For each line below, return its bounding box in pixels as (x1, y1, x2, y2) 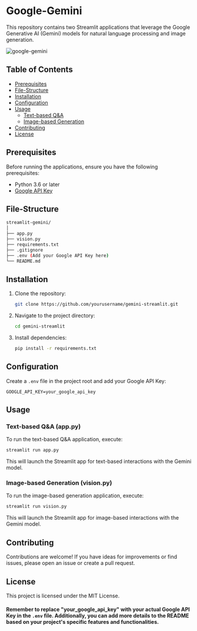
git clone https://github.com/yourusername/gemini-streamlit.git (14, 302, 178, 308)
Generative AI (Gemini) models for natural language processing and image (6, 29, 186, 37)
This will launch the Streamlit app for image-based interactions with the (6, 514, 179, 521)
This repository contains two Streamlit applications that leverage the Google (6, 24, 191, 31)
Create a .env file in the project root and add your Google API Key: (6, 377, 166, 384)
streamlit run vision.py (6, 504, 67, 510)
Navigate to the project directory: (14, 312, 95, 319)
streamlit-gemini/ (6, 220, 51, 226)
